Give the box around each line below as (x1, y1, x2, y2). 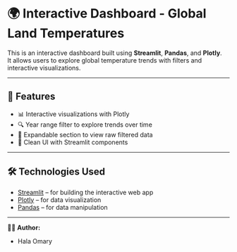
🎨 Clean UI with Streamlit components (17, 138, 128, 146)
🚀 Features (7, 91, 56, 103)
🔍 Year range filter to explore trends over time (17, 120, 153, 129)
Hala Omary (17, 237, 53, 245)
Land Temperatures (7, 25, 125, 42)
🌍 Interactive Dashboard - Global (7, 6, 207, 22)
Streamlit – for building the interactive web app (17, 188, 154, 196)
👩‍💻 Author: (7, 223, 41, 232)
